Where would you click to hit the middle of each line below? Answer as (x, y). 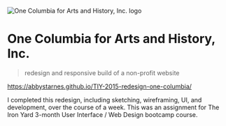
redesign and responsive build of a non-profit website (102, 72)
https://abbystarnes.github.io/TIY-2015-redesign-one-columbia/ (100, 86)
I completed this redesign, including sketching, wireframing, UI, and (105, 100)
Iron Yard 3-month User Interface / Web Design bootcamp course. (103, 114)
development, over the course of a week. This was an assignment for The (113, 107)
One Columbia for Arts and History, (111, 39)
